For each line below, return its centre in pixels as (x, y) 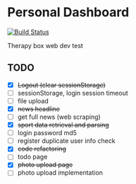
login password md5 (47, 133)
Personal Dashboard (68, 12)
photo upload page (45, 165)
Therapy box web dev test (45, 45)
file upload (33, 100)
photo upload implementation (60, 173)
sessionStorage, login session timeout (73, 93)
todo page (32, 157)
